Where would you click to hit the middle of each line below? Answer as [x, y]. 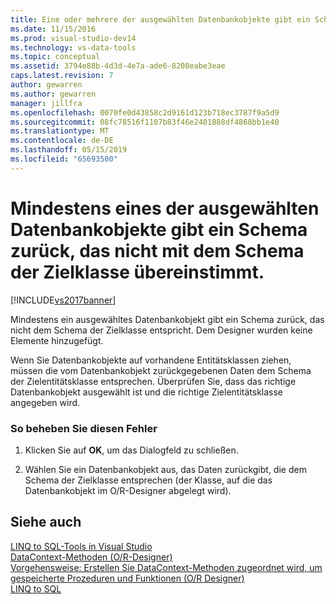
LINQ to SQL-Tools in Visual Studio [81, 546]
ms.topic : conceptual [55, 57]
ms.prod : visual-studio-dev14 [73, 38]
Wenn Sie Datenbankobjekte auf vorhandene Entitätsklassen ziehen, [151, 360]
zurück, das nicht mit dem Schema [157, 250]
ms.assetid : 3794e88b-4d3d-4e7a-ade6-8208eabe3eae [118, 66]
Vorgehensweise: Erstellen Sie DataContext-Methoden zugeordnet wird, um [166, 567]
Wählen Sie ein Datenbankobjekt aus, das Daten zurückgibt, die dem [165, 469]
